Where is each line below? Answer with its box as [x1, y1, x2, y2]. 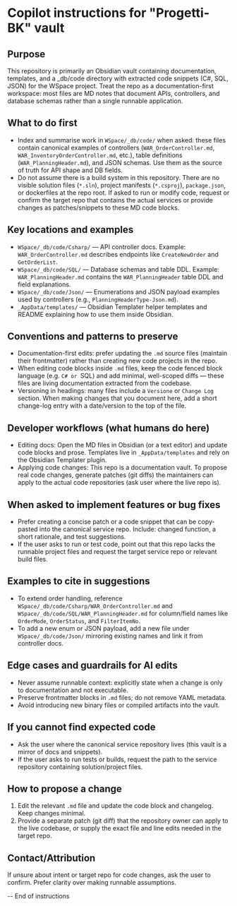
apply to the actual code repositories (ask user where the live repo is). [17, 478, 221, 487]
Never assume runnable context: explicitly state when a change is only [17, 678, 224, 687]
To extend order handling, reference [17, 594, 123, 603]
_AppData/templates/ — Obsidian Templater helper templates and [17, 302, 207, 311]
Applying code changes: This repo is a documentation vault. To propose [17, 464, 228, 472]
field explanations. [17, 280, 71, 289]
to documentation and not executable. [17, 686, 128, 694]
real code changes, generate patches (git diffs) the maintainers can [17, 471, 214, 479]
